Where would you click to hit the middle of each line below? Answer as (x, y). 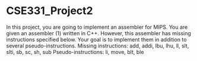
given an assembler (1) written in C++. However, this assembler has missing (99, 33)
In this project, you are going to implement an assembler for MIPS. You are (97, 27)
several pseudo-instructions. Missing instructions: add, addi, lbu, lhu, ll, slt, (98, 46)
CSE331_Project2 (50, 11)
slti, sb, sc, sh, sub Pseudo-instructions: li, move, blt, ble (75, 52)
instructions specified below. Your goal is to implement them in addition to (96, 39)
